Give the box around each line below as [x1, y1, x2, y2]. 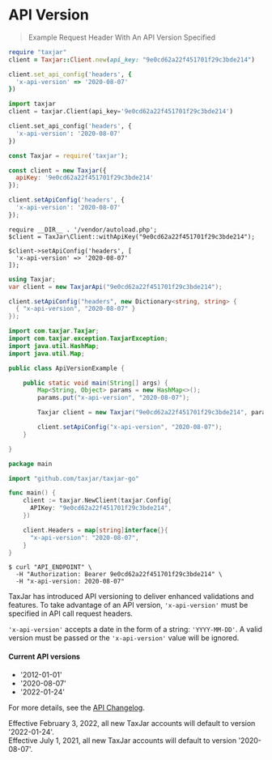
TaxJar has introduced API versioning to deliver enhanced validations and [8, 592, 254, 601]
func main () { [8, 489, 57, 497]
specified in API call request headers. [8, 609, 134, 618]
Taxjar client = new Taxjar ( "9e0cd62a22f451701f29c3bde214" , [37, 409, 249, 417]
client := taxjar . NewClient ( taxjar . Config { [23, 496, 172, 505]
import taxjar [8, 100, 57, 108]
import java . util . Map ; [8, 350, 85, 358]
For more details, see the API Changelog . [8, 703, 146, 712]
